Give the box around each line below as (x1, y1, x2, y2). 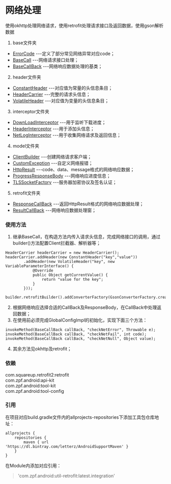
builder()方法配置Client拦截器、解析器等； (12, 240, 101, 246)
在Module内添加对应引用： (5, 462, 62, 469)
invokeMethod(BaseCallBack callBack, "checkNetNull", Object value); (5, 336, 156, 341)
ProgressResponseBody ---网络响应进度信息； (12, 173, 111, 179)
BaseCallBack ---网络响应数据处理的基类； (12, 63, 103, 69)
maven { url (23, 439, 49, 445)
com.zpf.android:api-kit (5, 377, 54, 383)
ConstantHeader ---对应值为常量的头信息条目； (12, 85, 113, 91)
